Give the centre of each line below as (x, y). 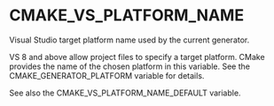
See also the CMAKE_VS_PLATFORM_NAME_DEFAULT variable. (125, 93)
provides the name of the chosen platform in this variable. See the (130, 66)
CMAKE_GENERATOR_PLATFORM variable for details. (107, 75)
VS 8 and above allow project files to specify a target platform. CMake (137, 57)
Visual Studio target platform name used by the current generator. (129, 40)
